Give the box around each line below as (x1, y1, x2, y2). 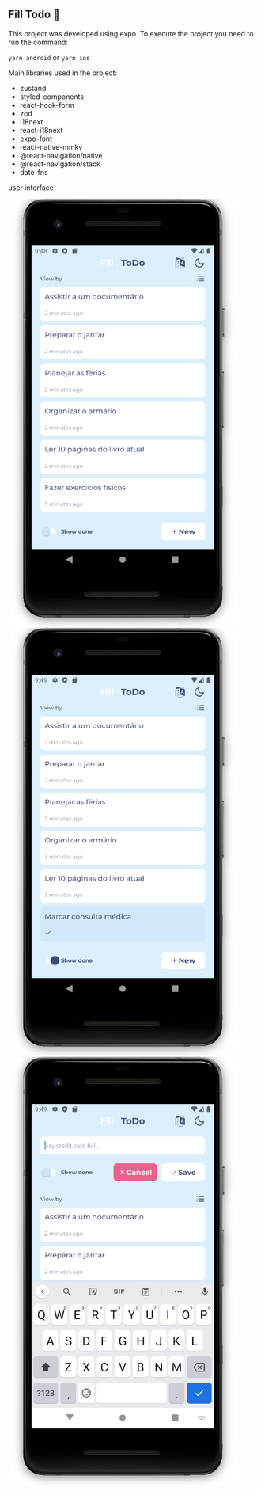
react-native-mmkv (19, 142, 83, 151)
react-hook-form (19, 100, 75, 109)
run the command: (8, 37, 69, 47)
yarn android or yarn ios (8, 52, 90, 62)
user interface (8, 183, 54, 192)
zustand (19, 83, 47, 93)
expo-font (19, 134, 53, 143)
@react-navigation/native (19, 150, 103, 160)
